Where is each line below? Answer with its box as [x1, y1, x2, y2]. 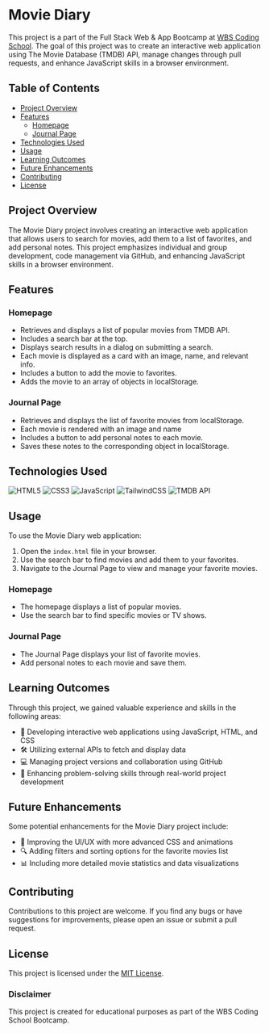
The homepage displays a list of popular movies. [19, 602, 182, 611]
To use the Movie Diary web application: [8, 531, 143, 540]
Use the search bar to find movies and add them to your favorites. [19, 555, 239, 565]
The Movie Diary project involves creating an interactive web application [8, 225, 248, 235]
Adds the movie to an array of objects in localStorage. [19, 377, 199, 387]
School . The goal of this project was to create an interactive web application [8, 40, 261, 50]
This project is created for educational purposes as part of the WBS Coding [8, 1007, 259, 1017]
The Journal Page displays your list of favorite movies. [19, 649, 201, 659]
